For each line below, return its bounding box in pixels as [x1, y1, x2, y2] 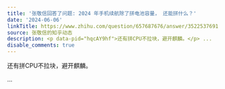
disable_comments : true [7, 42, 75, 49]
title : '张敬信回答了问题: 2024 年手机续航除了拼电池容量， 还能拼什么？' [7, 10, 197, 17]
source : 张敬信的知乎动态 [7, 29, 73, 36]
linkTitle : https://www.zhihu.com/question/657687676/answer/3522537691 [7, 23, 219, 29]
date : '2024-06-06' [7, 16, 63, 23]
